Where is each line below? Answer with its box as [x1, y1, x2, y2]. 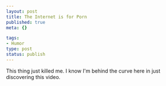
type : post [6, 46, 33, 52]
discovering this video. [6, 73, 61, 80]
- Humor [6, 41, 25, 46]
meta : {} [6, 24, 27, 31]
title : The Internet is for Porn [6, 14, 87, 20]
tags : [6, 35, 19, 41]
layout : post [6, 8, 38, 15]
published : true [6, 19, 45, 25]
